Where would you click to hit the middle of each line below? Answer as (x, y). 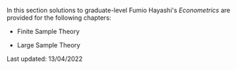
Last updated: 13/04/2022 (45, 59)
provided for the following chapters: (59, 18)
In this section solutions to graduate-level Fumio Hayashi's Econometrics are (118, 10)
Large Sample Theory (49, 45)
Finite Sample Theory (48, 31)
